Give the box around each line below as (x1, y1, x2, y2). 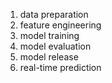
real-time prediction (19, 62, 102, 73)
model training (19, 30, 80, 41)
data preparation (19, 9, 89, 20)
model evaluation (19, 40, 92, 52)
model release (19, 51, 79, 63)
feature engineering (19, 19, 102, 31)
